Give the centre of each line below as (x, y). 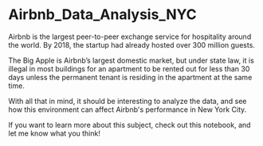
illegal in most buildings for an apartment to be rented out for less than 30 (129, 68)
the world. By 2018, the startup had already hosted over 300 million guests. (131, 44)
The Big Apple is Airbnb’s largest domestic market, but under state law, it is (131, 60)
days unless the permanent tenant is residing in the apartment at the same (130, 77)
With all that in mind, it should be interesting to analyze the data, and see (128, 101)
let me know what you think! (55, 133)
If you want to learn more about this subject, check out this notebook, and (130, 125)
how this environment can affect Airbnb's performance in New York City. (128, 109)
